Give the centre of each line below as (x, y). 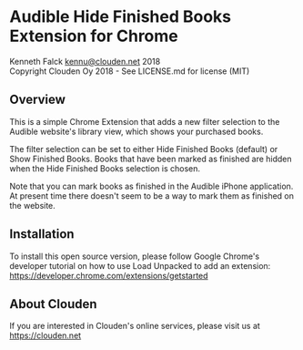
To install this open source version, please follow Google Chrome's (135, 256)
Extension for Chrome (94, 36)
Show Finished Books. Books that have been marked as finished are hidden (151, 159)
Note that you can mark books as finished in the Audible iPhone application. (151, 186)
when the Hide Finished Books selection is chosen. (105, 168)
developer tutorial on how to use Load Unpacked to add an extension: (140, 265)
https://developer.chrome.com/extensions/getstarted (109, 275)
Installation (42, 234)
